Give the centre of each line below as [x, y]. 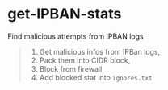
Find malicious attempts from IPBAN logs [76, 36]
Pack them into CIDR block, [85, 60]
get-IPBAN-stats [65, 14]
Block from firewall [71, 68]
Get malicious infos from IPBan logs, [100, 51]
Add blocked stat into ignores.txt [96, 77]
